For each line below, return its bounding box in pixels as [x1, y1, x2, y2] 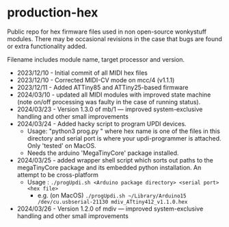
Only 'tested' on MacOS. [27, 141, 97, 150]
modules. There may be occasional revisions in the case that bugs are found [7, 34, 222, 43]
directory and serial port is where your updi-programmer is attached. [27, 134, 221, 142]
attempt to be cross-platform [16, 170, 99, 179]
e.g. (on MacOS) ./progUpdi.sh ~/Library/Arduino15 [37, 191, 187, 200]
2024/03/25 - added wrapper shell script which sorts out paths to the [16, 156, 213, 164]
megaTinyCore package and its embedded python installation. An [16, 163, 202, 171]
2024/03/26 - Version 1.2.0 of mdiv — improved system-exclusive [16, 204, 204, 213]
